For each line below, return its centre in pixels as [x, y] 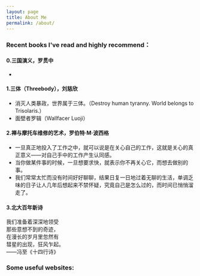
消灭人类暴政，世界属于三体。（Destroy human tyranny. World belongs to [104, 103]
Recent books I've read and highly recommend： [78, 45]
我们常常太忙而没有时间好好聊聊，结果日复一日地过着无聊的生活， [96, 177]
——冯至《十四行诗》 [32, 252]
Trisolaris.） [30, 110]
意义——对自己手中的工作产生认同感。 [67, 155]
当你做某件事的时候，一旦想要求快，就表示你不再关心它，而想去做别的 [101, 162]
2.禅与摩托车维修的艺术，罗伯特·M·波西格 [57, 133]
